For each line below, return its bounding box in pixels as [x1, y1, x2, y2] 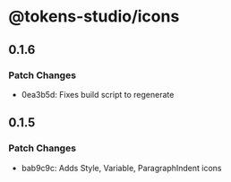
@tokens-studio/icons [8, 6, 180, 27]
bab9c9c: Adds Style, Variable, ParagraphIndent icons [21, 162, 222, 173]
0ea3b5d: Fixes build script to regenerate [21, 89, 175, 100]
